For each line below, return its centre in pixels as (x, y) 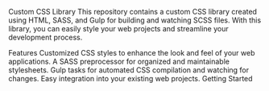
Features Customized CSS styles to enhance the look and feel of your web (132, 53)
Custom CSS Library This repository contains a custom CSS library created (133, 12)
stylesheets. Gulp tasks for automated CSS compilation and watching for (129, 70)
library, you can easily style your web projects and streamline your (118, 29)
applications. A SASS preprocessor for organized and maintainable (119, 61)
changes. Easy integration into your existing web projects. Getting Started (130, 79)
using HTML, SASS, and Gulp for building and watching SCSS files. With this (135, 20)
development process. (46, 37)
